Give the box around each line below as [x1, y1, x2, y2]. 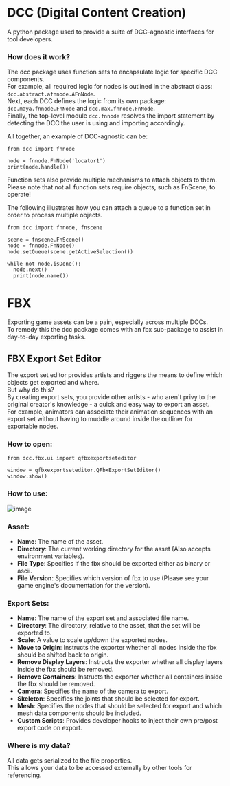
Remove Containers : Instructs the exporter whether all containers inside [16, 672, 222, 681]
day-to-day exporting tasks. [7, 332, 87, 341]
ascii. [16, 566, 32, 575]
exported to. [16, 628, 52, 637]
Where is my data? [7, 741, 71, 751]
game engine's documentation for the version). [16, 581, 150, 589]
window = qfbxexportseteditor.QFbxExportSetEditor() [7, 467, 161, 474]
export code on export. [16, 724, 82, 732]
